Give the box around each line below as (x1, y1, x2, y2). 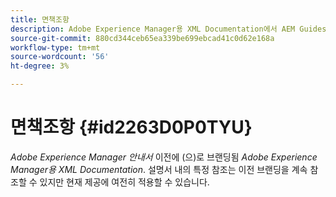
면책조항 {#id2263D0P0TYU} (10, 116, 253, 139)
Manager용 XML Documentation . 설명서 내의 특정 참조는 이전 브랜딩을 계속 (10, 163, 308, 175)
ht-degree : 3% (10, 61, 70, 71)
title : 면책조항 (10, 14, 70, 25)
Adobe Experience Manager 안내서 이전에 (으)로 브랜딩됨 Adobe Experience (10, 151, 318, 163)
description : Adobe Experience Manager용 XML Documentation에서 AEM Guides (10, 24, 327, 34)
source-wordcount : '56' (10, 52, 110, 62)
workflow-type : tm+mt (10, 42, 101, 53)
